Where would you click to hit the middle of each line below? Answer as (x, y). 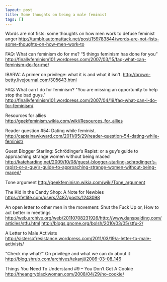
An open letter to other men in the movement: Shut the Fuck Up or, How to (82, 207)
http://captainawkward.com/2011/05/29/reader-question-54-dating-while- (82, 136)
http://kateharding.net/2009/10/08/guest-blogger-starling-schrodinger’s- (81, 162)
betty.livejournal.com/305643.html (41, 80)
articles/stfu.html (23, 223)
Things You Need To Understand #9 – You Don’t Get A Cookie (69, 269)
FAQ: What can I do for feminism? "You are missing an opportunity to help (81, 90)
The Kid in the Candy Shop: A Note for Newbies (55, 192)
